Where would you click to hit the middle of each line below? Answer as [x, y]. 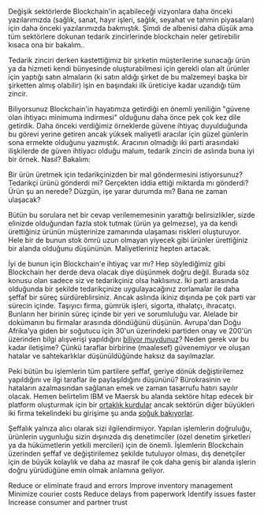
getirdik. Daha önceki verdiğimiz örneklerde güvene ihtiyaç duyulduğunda [128, 126]
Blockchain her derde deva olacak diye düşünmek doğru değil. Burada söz [129, 272]
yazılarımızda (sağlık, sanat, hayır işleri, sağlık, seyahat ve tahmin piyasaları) [131, 20]
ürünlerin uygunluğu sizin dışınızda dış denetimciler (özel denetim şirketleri [129, 437]
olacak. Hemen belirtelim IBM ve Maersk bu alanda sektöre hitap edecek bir [131, 396]
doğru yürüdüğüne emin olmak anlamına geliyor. [87, 470]
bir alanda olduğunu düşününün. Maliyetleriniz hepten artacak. [110, 248]
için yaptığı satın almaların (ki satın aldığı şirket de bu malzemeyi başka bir [128, 77]
